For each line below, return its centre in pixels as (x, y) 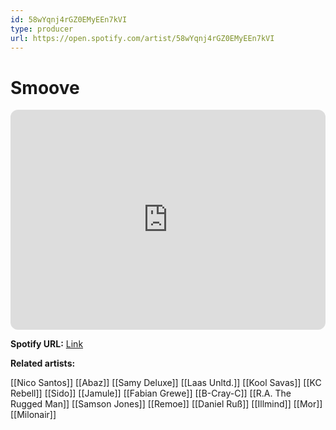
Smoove (45, 87)
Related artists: (43, 363)
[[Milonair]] (33, 415)
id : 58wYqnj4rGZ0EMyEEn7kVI (69, 19)
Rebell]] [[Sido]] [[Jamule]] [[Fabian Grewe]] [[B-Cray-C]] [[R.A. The (151, 393)
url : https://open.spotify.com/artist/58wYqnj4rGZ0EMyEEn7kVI (142, 38)
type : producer (42, 29)
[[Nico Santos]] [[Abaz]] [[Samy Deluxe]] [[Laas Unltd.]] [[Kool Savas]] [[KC (166, 383)
